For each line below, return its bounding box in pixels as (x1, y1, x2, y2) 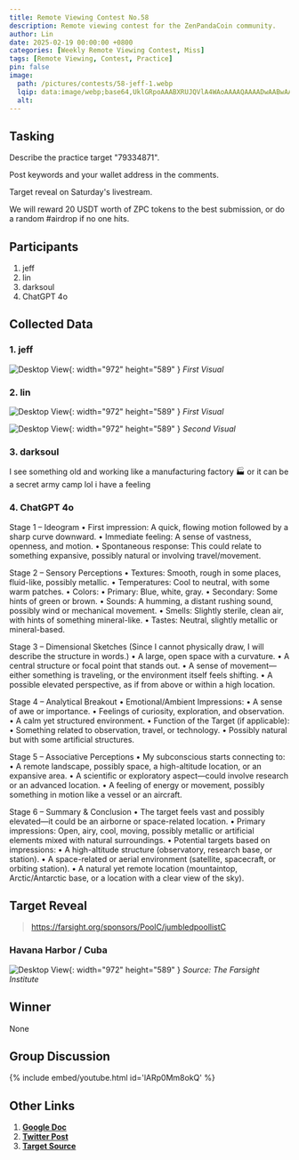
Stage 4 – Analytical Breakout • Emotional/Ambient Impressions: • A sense (9, 696, 283, 707)
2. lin (9, 386, 31, 399)
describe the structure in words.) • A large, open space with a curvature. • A (9, 650, 290, 661)
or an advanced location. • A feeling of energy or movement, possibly (9, 779, 265, 790)
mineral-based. (9, 624, 65, 634)
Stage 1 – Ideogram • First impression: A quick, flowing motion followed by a (9, 521, 289, 532)
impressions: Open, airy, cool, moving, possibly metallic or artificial (9, 825, 255, 836)
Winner (9, 1000, 52, 1015)
